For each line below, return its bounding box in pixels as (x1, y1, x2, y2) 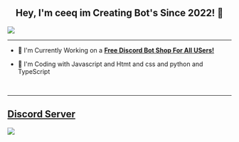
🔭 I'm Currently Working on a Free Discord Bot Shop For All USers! (17, 45, 215, 54)
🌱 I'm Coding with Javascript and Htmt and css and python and (17, 60, 203, 68)
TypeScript (17, 67, 51, 75)
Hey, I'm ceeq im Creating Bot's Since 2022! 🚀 (15, 7, 224, 19)
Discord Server (7, 108, 76, 121)
